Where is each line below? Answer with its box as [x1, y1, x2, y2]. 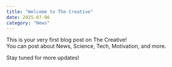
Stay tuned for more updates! [6, 54, 80, 62]
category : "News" [6, 20, 50, 26]
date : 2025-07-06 [6, 14, 50, 20]
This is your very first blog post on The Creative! [6, 36, 127, 44]
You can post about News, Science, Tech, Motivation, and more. [6, 42, 167, 50]
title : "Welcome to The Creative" [6, 8, 94, 15]
